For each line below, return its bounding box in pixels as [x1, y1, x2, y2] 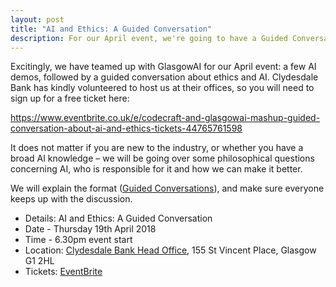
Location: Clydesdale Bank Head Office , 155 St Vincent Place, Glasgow [24, 244, 317, 256]
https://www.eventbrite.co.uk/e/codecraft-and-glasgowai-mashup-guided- [10, 112, 321, 124]
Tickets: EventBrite [24, 266, 103, 278]
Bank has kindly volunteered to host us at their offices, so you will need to [10, 82, 315, 94]
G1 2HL [24, 255, 55, 267]
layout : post [10, 14, 65, 25]
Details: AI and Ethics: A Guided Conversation [24, 212, 213, 225]
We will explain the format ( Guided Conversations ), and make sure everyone [10, 182, 325, 195]
